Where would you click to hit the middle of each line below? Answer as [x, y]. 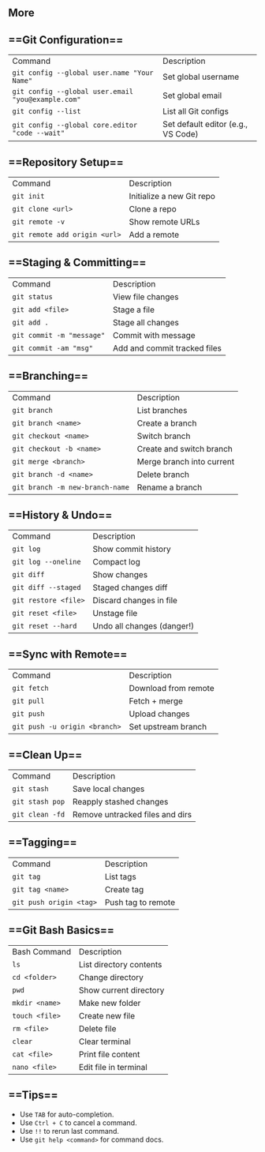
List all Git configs [196, 111]
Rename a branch [170, 487]
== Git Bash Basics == [61, 931]
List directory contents [120, 964]
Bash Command [42, 951]
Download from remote [172, 689]
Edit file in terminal [113, 1067]
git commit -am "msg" [52, 348]
